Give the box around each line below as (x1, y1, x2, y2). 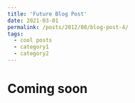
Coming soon (7, 81, 88, 97)
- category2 (13, 50, 50, 58)
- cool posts (13, 37, 53, 44)
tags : (7, 30, 23, 38)
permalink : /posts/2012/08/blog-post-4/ (7, 23, 129, 31)
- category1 (13, 43, 50, 50)
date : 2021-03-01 (7, 17, 59, 24)
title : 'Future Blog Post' (7, 10, 87, 18)
